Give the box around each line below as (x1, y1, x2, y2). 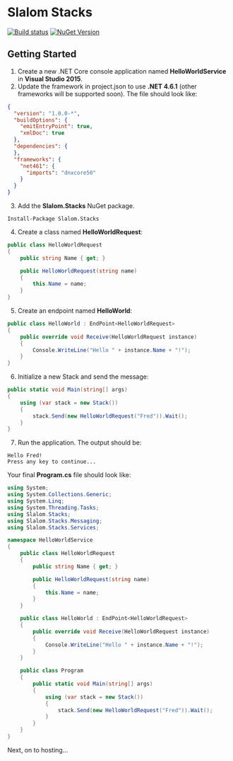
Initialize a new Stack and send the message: (17, 372, 149, 381)
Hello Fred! (7, 452, 42, 459)
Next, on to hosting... (7, 745, 68, 754)
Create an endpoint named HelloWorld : (17, 307, 133, 315)
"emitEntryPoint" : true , (20, 123, 93, 130)
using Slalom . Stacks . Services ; (7, 524, 100, 531)
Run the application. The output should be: (17, 438, 142, 447)
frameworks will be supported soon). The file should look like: (17, 89, 198, 98)
